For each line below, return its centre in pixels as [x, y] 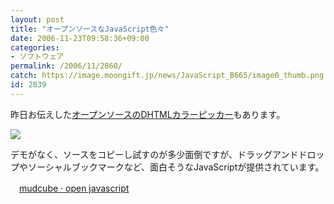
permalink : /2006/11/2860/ [66, 66]
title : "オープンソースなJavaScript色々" [90, 29]
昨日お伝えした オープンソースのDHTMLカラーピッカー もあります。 [148, 114]
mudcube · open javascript [74, 188]
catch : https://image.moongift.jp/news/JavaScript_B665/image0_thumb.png [167, 76]
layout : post [37, 19]
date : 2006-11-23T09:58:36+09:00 [80, 38]
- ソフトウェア [37, 57]
